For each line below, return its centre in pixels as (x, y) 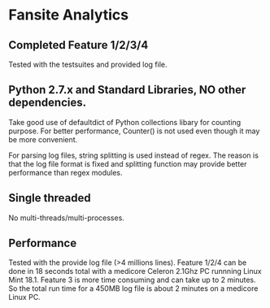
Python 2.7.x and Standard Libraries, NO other (127, 90)
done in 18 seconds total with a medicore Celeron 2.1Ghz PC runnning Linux (135, 271)
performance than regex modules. (65, 172)
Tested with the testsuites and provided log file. (88, 64)
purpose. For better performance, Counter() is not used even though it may (134, 131)
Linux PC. (24, 297)
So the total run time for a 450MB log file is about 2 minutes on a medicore (133, 288)
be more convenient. (43, 139)
